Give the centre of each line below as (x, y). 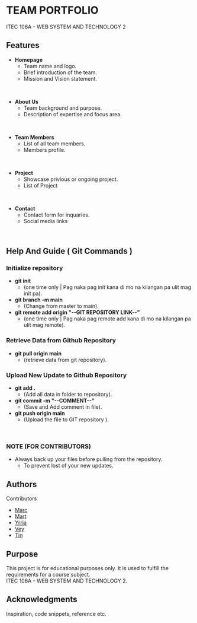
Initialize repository (35, 268)
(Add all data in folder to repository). (68, 395)
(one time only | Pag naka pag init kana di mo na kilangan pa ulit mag (107, 287)
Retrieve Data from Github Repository (61, 341)
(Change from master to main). (61, 306)
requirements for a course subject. (48, 574)
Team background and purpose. (63, 108)
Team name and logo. (50, 66)
